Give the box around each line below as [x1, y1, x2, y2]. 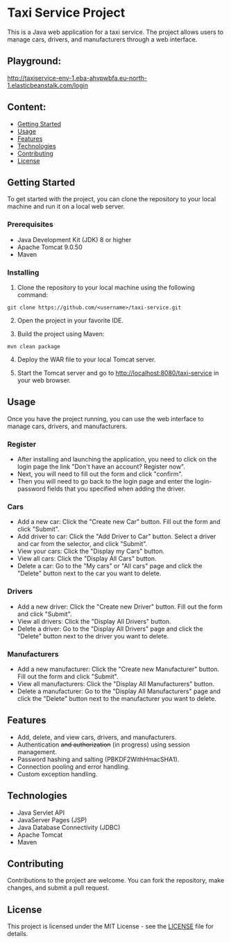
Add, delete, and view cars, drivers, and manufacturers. [17, 733, 177, 741]
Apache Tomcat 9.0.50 [17, 243, 83, 251]
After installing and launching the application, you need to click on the [17, 455, 217, 464]
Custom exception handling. [17, 770, 98, 778]
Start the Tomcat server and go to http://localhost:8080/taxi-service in [17, 368, 219, 377]
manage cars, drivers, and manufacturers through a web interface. [7, 35, 198, 43]
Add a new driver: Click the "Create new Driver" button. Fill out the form [17, 602, 223, 611]
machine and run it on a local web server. [7, 203, 126, 211]
